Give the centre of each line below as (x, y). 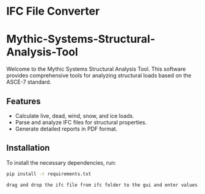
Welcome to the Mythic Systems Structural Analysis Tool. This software (96, 69)
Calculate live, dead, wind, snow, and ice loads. (74, 116)
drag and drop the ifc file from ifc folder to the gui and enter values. (103, 185)
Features (23, 101)
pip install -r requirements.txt (49, 174)
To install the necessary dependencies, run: (61, 162)
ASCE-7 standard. (29, 82)
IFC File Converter (53, 11)
